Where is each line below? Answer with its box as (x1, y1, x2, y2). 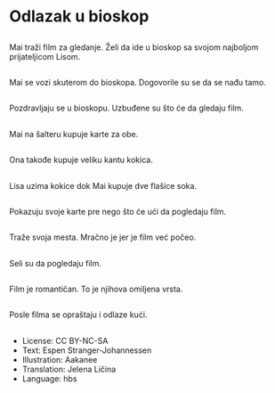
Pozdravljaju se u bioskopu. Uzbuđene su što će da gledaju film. (9, 102, 245, 113)
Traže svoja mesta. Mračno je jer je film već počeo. (9, 232, 197, 242)
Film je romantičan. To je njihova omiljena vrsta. (9, 283, 183, 295)
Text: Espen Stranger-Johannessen (21, 345, 152, 356)
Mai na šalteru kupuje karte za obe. (9, 128, 139, 139)
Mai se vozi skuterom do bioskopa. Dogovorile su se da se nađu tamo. (9, 77, 267, 87)
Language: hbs (21, 373, 77, 384)
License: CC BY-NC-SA (21, 335, 109, 346)
